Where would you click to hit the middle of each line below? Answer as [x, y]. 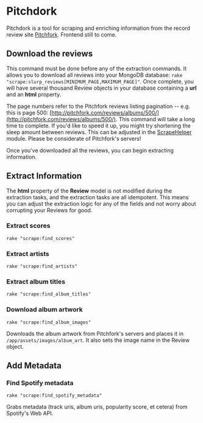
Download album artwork [45, 310]
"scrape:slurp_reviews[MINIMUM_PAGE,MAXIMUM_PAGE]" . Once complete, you [100, 81]
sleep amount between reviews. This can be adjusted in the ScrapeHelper [99, 132]
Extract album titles [36, 282]
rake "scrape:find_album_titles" [49, 294]
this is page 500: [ [29, 112]
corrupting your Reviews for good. [49, 210]
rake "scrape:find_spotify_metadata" [54, 396]
